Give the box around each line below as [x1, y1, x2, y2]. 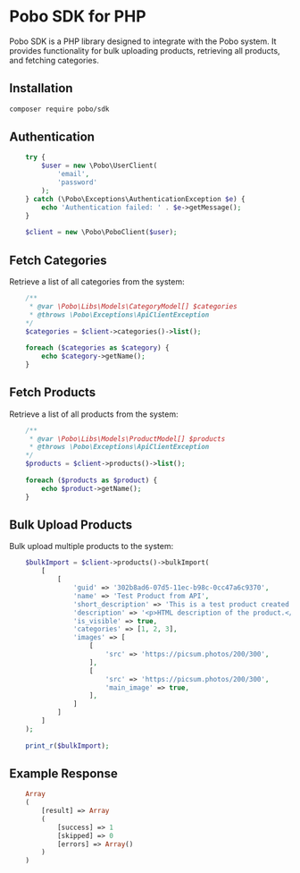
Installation [9, 81, 73, 96]
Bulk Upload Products [9, 517, 133, 532]
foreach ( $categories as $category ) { [25, 343, 170, 352]
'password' [56, 178, 98, 187]
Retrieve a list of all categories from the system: [9, 276, 185, 287]
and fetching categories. [9, 55, 100, 65]
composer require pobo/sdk [9, 105, 110, 114]
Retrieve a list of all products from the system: [9, 409, 179, 420]
